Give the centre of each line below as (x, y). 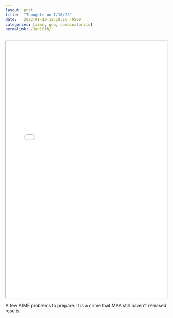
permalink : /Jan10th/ (28, 29)
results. (13, 311)
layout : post (19, 10)
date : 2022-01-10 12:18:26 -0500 (43, 19)
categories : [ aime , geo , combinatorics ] (49, 24)
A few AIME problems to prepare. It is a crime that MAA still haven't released (86, 306)
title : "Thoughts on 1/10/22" (39, 15)
